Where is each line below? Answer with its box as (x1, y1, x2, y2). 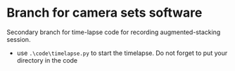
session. (6, 35, 31, 43)
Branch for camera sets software (6, 5, 203, 21)
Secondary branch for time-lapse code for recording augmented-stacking (6, 28, 221, 36)
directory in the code (16, 56, 78, 64)
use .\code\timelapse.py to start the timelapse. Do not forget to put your (16, 49, 228, 57)
